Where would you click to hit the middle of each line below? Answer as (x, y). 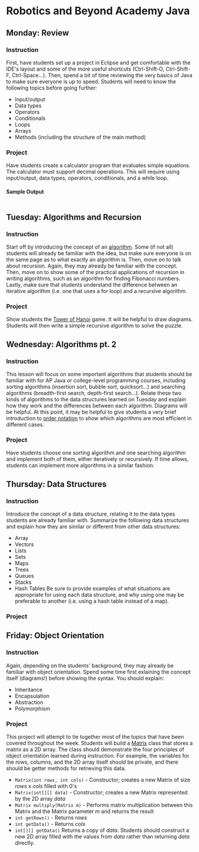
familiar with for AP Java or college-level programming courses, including (96, 380)
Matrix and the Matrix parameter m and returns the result (84, 811)
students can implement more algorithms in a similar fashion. (81, 465)
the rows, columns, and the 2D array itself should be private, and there (92, 762)
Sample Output (25, 192)
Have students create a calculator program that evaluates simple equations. (98, 166)
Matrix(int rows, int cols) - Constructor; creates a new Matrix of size (102, 780)
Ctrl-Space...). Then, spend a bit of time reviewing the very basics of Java (102, 75)
